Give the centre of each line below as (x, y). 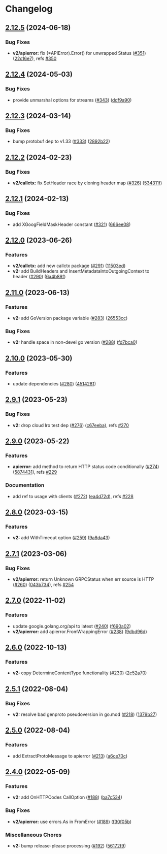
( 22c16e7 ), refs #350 (35, 58)
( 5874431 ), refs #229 (35, 472)
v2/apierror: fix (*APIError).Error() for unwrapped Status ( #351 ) (79, 53)
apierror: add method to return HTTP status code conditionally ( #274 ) (86, 467)
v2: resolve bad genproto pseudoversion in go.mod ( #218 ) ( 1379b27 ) (85, 714)
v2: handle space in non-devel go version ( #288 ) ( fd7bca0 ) (75, 342)
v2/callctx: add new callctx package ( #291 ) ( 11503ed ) (69, 266)
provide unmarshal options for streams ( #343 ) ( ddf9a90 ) (72, 100)
